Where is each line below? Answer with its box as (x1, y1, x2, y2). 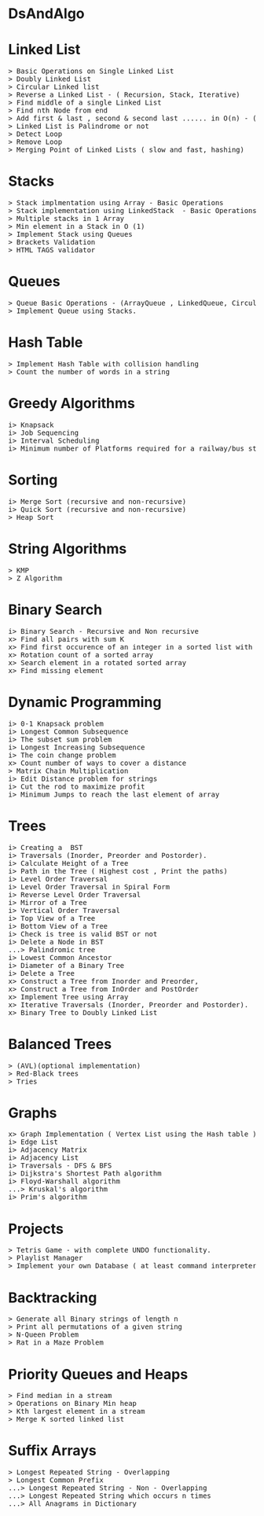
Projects (8, 1220, 64, 1238)
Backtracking (8, 1289, 97, 1306)
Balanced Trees (8, 1035, 112, 1053)
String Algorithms (8, 540, 127, 557)
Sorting (8, 471, 58, 489)
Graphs (8, 1104, 57, 1121)
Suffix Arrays (8, 1442, 97, 1459)
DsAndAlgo (8, 5, 85, 23)
